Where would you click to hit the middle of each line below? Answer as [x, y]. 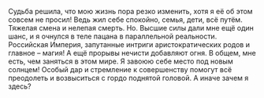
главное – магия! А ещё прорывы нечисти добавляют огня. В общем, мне [132, 53]
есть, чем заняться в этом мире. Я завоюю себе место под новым [121, 61]
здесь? [20, 86]
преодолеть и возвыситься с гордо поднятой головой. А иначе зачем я [128, 78]
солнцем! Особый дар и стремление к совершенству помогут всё [120, 69]
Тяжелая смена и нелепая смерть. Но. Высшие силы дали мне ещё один [131, 28]
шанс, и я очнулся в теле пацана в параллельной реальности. [113, 36]
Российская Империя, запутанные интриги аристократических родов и [129, 45]
